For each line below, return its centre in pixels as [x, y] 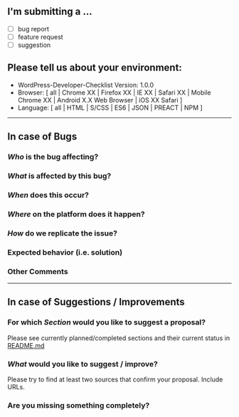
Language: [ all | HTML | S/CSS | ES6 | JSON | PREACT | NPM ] [110, 107]
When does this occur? [48, 195]
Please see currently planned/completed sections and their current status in [119, 338]
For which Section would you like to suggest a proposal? [107, 322]
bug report [33, 28]
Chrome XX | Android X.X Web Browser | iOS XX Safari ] [100, 100]
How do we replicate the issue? [62, 233]
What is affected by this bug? [59, 176]
